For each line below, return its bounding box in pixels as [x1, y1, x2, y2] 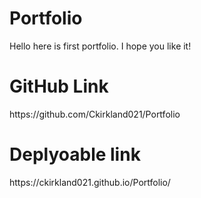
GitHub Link [9, 75, 109, 98]
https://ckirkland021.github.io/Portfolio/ [9, 176, 171, 188]
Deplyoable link [9, 143, 141, 166]
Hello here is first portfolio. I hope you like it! [9, 40, 192, 52]
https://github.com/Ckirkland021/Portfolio [9, 108, 181, 120]
